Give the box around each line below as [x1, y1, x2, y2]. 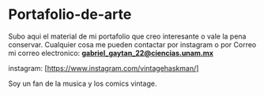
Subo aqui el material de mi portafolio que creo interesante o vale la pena [8, 31, 247, 41]
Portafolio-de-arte [8, 6, 132, 24]
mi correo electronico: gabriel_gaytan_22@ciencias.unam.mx [8, 48, 213, 57]
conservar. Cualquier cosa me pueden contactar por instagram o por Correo [8, 39, 257, 49]
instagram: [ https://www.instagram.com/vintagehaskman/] [8, 63, 199, 72]
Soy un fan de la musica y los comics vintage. [8, 79, 157, 88]
